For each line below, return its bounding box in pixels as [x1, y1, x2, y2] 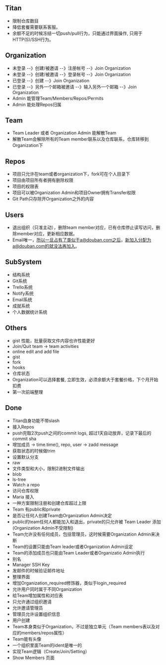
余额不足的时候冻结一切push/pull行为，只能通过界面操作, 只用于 [12, 30, 143, 36]
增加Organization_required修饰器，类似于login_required [12, 580, 126, 586]
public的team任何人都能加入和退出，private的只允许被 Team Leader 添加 [12, 519, 161, 525]
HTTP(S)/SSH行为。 [12, 36, 54, 42]
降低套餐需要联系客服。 [12, 24, 60, 30]
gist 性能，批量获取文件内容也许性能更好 [12, 337, 95, 343]
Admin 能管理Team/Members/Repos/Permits [12, 95, 104, 101]
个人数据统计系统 [12, 309, 48, 315]
